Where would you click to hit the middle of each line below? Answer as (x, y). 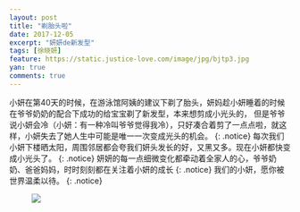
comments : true (37, 76)
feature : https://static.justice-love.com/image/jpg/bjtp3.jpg (129, 59)
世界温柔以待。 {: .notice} (56, 181)
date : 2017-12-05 (42, 34)
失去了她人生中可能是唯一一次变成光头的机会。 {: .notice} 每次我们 (162, 136)
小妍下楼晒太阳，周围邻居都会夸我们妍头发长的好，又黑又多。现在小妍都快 (146, 147)
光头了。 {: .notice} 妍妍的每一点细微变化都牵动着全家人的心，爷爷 (147, 158)
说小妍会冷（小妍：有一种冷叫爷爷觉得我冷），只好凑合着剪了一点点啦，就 (144, 124)
